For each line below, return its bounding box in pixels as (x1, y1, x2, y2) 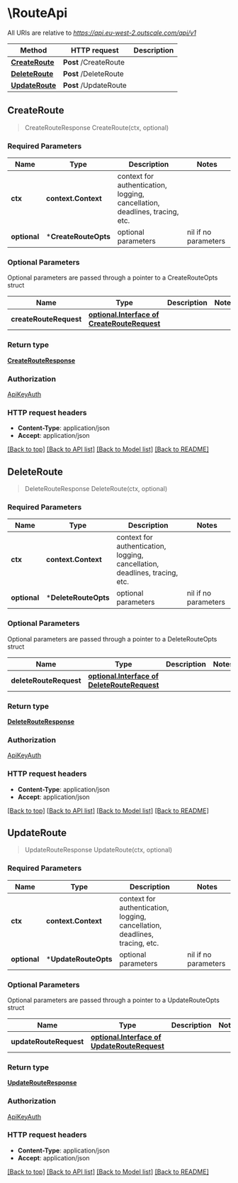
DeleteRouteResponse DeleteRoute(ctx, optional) (24, 485, 168, 493)
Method (20, 45, 47, 55)
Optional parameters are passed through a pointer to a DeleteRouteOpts (7, 634, 217, 643)
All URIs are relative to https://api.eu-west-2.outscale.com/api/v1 (7, 28, 197, 37)
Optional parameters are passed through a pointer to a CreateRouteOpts (7, 273, 218, 282)
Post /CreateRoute (62, 57, 125, 67)
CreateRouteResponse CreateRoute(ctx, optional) (24, 123, 169, 132)
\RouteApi (7, 5, 68, 21)
